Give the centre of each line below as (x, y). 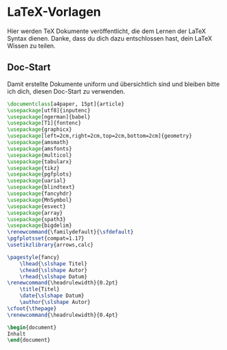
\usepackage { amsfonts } (40, 149)
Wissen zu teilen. (32, 45)
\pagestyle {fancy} (33, 257)
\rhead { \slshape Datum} (54, 276)
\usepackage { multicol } (40, 155)
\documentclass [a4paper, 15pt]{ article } (66, 104)
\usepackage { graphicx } (40, 130)
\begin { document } (32, 327)
